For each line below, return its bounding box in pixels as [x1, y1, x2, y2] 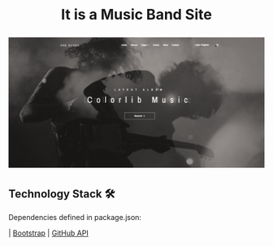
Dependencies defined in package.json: [8, 212, 142, 222]
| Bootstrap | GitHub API [8, 228, 89, 238]
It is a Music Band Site [60, 6, 213, 24]
